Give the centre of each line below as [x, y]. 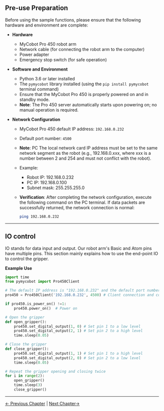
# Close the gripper [26, 344]
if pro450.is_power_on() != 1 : [36, 304]
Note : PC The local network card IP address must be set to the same [88, 148]
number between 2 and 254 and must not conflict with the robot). [85, 158]
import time [17, 277]
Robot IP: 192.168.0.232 [50, 177]
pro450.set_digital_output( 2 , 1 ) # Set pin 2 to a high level [78, 331]
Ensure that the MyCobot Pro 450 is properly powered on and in [84, 94]
